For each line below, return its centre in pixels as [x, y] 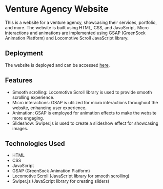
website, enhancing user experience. [49, 108]
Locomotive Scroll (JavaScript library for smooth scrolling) [71, 176]
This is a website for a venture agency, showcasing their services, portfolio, [81, 22]
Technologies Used [35, 143]
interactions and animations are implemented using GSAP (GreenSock [75, 33]
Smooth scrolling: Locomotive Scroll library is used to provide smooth [82, 92]
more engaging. [28, 118]
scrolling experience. [33, 97]
